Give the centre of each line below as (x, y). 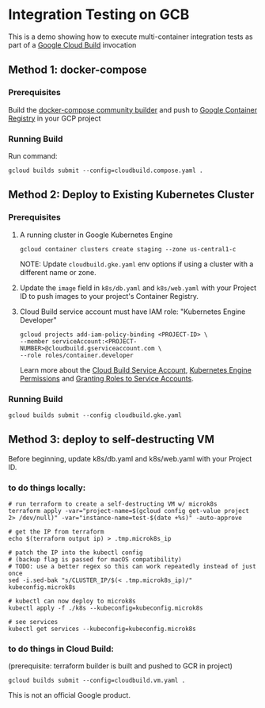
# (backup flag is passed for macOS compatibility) (95, 560)
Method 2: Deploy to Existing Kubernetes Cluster (131, 195)
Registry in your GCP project (55, 118)
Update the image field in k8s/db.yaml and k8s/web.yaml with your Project (138, 288)
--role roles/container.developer (76, 355)
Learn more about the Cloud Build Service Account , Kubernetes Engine (135, 369)
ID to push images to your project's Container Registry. (109, 296)
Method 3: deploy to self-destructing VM (112, 440)
